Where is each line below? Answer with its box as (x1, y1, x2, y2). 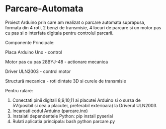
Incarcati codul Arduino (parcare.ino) (12, 108, 88, 114)
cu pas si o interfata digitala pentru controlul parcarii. (5, 30, 114, 36)
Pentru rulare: (5, 87, 33, 93)
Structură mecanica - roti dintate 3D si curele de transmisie (5, 78, 127, 84)
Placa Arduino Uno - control (5, 49, 63, 55)
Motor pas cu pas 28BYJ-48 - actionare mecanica (5, 59, 108, 64)
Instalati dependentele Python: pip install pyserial (12, 113, 113, 119)
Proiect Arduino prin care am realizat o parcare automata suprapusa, (5, 19, 146, 25)
